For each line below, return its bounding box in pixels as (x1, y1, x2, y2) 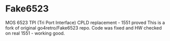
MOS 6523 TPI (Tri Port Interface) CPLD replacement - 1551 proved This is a (5, 19, 165, 25)
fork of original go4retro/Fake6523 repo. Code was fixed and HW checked (5, 24, 162, 30)
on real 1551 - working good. (5, 30, 65, 36)
